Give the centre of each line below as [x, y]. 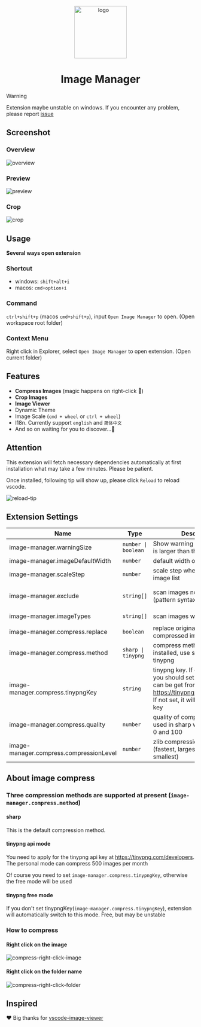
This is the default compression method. [56, 830]
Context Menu [28, 338]
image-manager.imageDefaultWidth [60, 561]
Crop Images [31, 397]
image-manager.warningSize [51, 547]
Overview [21, 150]
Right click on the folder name [44, 971]
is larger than [171, 551]
